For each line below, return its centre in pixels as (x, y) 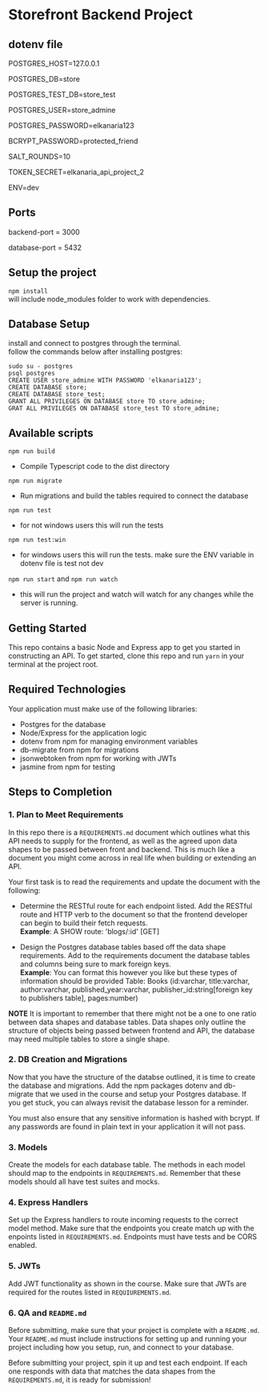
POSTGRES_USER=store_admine (62, 110)
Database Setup (49, 325)
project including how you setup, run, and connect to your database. (121, 1347)
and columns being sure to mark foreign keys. (96, 964)
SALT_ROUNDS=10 (39, 156)
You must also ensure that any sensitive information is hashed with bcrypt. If (134, 1117)
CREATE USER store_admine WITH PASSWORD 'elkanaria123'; (105, 381)
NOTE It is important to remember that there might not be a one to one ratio (132, 1013)
